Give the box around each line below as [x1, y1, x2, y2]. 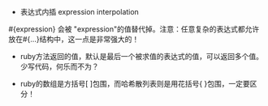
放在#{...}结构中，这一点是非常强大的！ [8, 35, 140, 44]
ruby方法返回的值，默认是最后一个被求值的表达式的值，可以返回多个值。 [19, 52, 264, 61]
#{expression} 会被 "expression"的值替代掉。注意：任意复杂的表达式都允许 [8, 24, 260, 34]
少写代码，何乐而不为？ [19, 61, 99, 71]
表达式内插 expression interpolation [19, 7, 140, 16]
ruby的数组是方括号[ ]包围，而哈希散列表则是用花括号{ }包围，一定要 [19, 79, 250, 88]
